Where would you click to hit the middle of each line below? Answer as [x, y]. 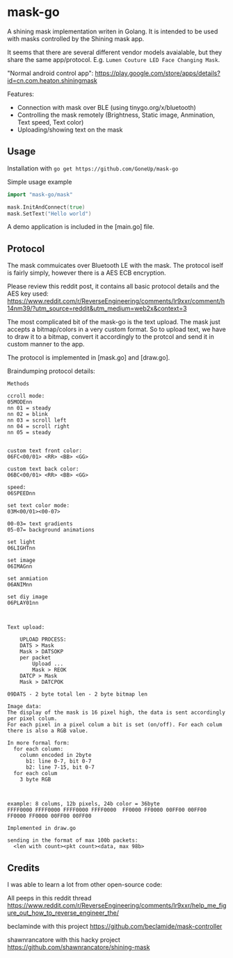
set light [22, 542]
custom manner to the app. [46, 344]
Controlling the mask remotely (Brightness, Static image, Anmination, [116, 115]
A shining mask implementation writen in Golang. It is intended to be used [113, 31]
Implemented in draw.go [42, 829]
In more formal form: [39, 743]
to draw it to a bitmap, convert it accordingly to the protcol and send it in [111, 337]
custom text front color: [45, 451]
